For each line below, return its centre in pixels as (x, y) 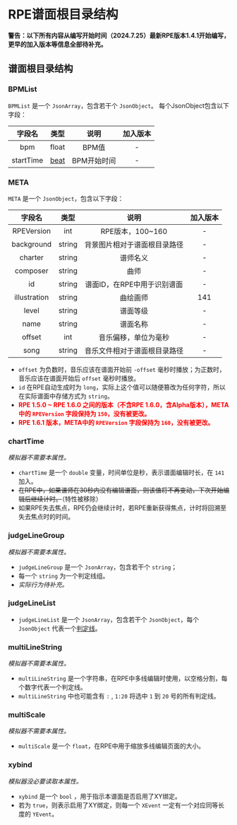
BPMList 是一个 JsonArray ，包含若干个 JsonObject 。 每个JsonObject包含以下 (119, 105)
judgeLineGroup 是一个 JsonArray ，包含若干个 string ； (98, 567)
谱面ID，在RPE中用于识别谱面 (134, 284)
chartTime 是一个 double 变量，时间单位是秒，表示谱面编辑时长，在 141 (121, 473)
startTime (28, 160)
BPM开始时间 (94, 160)
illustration (32, 297)
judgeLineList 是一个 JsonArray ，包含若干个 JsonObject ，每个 (109, 619)
